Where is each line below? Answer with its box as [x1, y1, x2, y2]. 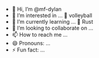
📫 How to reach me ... [11, 31, 68, 38]
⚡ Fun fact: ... [11, 46, 45, 53]
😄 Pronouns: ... [11, 40, 51, 47]
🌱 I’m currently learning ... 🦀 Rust [11, 18, 94, 25]
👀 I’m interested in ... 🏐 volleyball [11, 12, 92, 19]
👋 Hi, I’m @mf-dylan [11, 6, 62, 12]
